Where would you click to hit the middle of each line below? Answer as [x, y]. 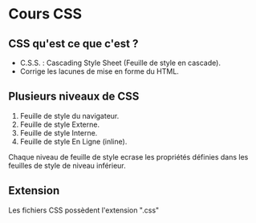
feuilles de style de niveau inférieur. [67, 165]
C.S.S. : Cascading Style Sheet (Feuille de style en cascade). [120, 63]
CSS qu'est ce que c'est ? [73, 44]
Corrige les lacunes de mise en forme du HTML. [99, 71]
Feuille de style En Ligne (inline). [73, 141]
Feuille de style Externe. [60, 124]
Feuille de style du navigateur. [69, 116]
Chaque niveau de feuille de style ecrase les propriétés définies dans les [128, 156]
